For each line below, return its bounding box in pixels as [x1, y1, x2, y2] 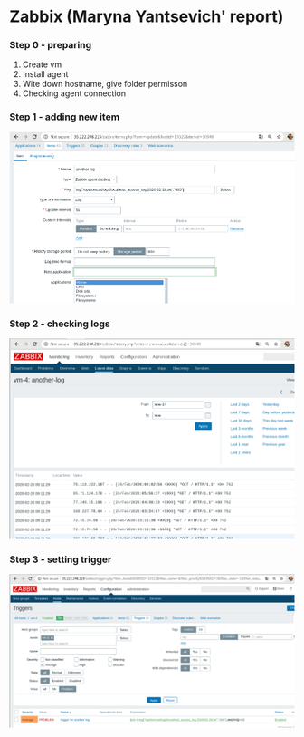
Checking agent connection [22, 88, 127, 99]
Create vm [22, 59, 62, 70]
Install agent [22, 69, 69, 80]
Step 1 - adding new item [9, 111, 120, 123]
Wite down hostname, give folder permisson [22, 79, 188, 90]
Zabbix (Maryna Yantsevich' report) [9, 6, 284, 27]
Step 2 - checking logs [9, 317, 110, 330]
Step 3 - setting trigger [9, 553, 112, 566]
